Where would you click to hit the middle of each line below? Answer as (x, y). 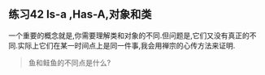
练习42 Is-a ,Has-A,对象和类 (80, 15)
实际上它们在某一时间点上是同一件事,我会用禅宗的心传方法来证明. (126, 45)
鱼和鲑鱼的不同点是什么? (70, 62)
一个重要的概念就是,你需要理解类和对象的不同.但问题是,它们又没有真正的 (129, 35)
